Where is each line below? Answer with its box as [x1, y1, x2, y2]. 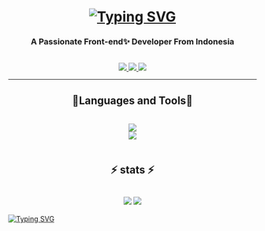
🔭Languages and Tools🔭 [72, 93, 193, 107]
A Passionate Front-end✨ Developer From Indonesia [30, 36, 235, 47]
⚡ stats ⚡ [110, 163, 155, 176]
